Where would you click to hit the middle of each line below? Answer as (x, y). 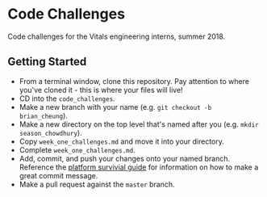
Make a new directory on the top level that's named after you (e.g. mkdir (139, 124)
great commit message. (58, 175)
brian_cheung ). (43, 115)
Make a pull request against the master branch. (97, 184)
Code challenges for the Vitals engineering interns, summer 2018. (117, 36)
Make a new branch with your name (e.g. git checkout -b (115, 107)
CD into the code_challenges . (67, 98)
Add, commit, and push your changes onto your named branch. (125, 158)
